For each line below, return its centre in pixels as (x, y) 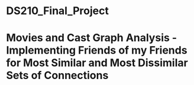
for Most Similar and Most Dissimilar (97, 63)
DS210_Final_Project (58, 11)
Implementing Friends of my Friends (97, 50)
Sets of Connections (57, 76)
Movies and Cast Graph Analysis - (92, 38)
